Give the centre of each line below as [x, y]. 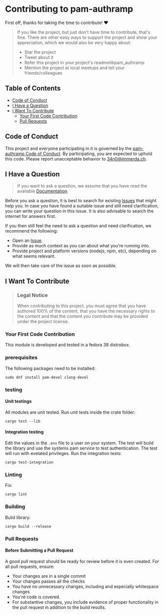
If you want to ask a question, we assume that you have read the [82, 186]
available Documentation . [43, 191]
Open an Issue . [27, 241]
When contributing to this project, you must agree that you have [81, 306]
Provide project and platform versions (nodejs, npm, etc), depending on [84, 251]
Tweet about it [39, 57]
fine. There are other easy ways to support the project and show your [87, 37]
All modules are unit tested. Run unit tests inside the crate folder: [70, 412]
